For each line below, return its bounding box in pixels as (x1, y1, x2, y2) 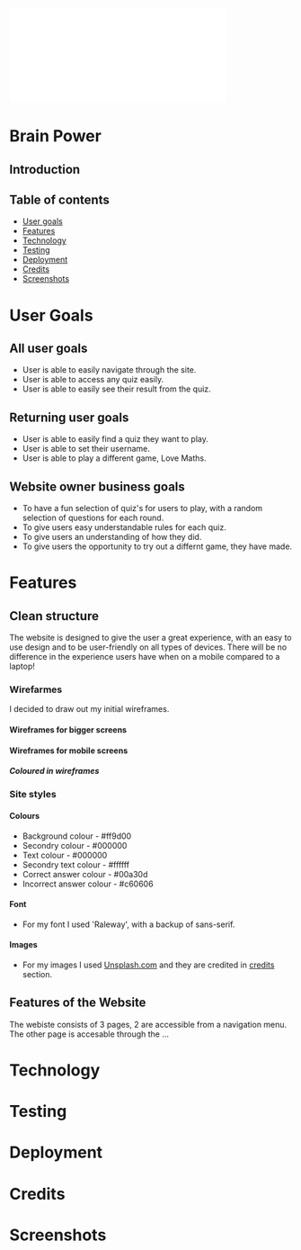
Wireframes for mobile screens (9, 745, 128, 756)
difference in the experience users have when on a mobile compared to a (9, 652, 280, 662)
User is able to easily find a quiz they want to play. (22, 434, 208, 445)
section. (22, 969, 53, 980)
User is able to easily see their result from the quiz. (22, 383, 211, 394)
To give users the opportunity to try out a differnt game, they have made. (22, 541, 293, 552)
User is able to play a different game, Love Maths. (22, 453, 207, 463)
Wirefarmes (9, 683, 63, 696)
